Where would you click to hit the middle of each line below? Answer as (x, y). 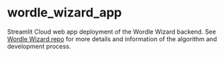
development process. (39, 46)
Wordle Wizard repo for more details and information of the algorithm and (112, 38)
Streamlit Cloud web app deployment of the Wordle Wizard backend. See (112, 32)
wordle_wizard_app (65, 13)
